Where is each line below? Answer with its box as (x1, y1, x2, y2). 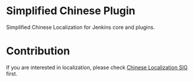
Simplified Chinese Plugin (6, 4, 135, 18)
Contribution (6, 44, 70, 58)
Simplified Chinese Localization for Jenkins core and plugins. (6, 24, 155, 31)
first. (6, 70, 18, 77)
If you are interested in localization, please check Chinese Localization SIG (6, 64, 188, 71)
